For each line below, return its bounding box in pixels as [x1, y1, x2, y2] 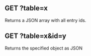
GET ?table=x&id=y [5, 32, 66, 40]
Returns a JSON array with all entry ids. [5, 17, 86, 23]
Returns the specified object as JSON [5, 45, 83, 51]
